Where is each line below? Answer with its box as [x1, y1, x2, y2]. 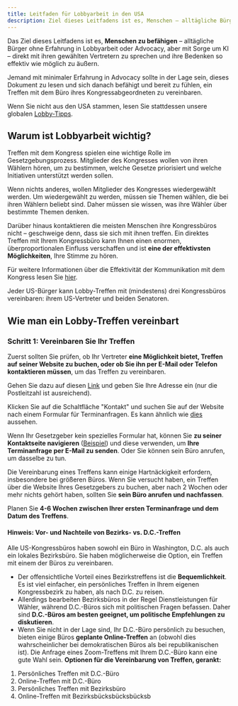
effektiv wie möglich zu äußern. [7, 59, 100, 67]
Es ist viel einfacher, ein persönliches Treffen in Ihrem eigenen [17, 580, 200, 589]
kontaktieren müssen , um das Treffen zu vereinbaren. [7, 367, 166, 376]
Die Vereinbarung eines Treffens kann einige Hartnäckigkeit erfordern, [7, 468, 212, 476]
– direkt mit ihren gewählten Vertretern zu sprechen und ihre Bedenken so [7, 51, 223, 60]
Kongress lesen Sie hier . [7, 273, 78, 281]
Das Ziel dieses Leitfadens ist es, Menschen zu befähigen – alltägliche [7, 36, 215, 45]
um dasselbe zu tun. [7, 454, 67, 462]
